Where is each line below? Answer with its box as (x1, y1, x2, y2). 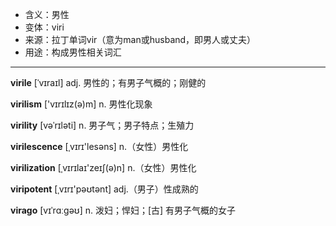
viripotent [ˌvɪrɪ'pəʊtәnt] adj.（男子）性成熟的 (10, 183, 199, 195)
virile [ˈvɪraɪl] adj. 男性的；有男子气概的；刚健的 (10, 77, 207, 88)
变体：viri (24, 21, 65, 33)
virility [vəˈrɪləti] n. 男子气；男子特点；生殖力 (10, 119, 195, 131)
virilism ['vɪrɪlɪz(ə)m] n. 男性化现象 (10, 98, 153, 110)
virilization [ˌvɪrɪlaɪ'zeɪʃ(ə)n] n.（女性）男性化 (10, 162, 197, 173)
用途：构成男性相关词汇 (24, 46, 122, 58)
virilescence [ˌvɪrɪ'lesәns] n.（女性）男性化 (10, 141, 189, 152)
